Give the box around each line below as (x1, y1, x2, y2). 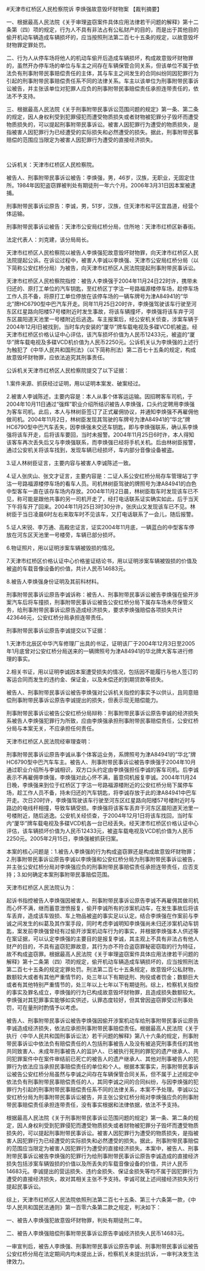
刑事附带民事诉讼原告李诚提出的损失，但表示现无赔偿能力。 (11, 696, 162, 704)
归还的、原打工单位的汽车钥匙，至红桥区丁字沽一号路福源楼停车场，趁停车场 (6, 285, 199, 292)
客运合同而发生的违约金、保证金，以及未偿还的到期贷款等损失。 (6, 676, 167, 683)
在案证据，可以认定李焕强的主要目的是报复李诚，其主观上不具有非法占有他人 (6, 935, 199, 942)
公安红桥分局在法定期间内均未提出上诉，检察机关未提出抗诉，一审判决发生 (6, 1250, 193, 1258)
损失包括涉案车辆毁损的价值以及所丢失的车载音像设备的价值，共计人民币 (6, 1160, 188, 1167)
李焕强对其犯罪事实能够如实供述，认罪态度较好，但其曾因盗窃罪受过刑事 (6, 996, 188, 1004)
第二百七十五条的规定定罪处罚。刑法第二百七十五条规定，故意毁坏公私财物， (6, 966, 199, 973)
